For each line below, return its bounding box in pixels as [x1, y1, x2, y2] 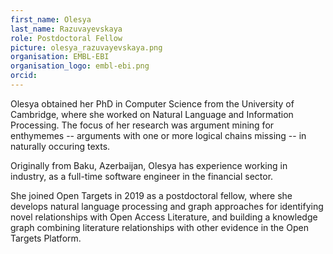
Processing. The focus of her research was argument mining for [10, 119, 275, 131]
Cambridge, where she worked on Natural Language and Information [10, 108, 294, 120]
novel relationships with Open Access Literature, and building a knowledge [10, 211, 318, 223]
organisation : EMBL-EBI [10, 52, 110, 62]
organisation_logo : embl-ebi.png [10, 61, 150, 71]
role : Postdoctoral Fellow [10, 33, 123, 43]
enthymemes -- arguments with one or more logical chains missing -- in [10, 129, 307, 141]
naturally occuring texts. [10, 140, 111, 152]
